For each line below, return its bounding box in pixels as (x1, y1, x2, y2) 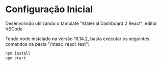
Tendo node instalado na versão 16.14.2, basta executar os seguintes (5, 36, 150, 42)
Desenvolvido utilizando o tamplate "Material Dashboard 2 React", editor (5, 20, 157, 26)
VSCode (5, 25, 23, 31)
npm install (5, 51, 31, 56)
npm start (5, 55, 26, 60)
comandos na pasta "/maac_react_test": (5, 41, 90, 47)
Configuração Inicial (5, 4, 93, 15)
